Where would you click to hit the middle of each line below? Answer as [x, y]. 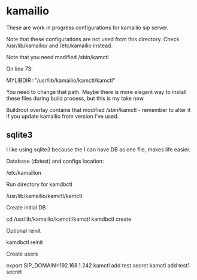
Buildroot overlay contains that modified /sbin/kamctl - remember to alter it [99, 109]
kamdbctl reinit [25, 242]
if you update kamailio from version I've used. [63, 116]
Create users [22, 254]
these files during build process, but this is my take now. [75, 98]
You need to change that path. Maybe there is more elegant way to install [96, 92]
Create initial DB [26, 207]
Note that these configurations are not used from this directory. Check [93, 39]
